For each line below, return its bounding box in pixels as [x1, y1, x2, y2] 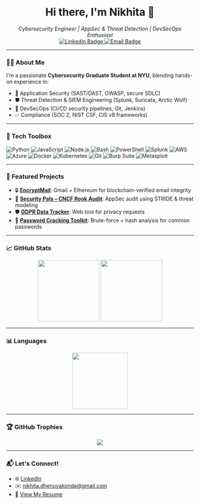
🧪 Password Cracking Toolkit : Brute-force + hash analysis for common [14, 217, 190, 224]
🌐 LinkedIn [14, 475, 42, 483]
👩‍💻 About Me [6, 58, 45, 66]
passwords [14, 223, 42, 230]
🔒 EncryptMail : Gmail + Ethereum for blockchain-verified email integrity [14, 186, 192, 193]
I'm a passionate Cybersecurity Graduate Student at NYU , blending [6, 72, 174, 79]
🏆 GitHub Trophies [6, 423, 63, 431]
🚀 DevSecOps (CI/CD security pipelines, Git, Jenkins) [14, 105, 146, 112]
